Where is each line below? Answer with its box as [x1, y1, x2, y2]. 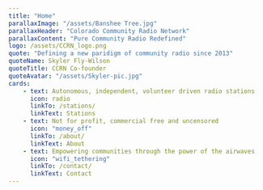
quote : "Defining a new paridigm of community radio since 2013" [8, 49, 233, 57]
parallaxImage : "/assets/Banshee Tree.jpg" [8, 19, 158, 27]
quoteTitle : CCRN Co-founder [8, 65, 107, 73]
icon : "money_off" [29, 125, 92, 133]
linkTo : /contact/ [29, 163, 92, 171]
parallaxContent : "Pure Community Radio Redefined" [8, 34, 186, 43]
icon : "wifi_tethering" [29, 154, 111, 163]
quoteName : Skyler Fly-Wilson [8, 57, 111, 65]
